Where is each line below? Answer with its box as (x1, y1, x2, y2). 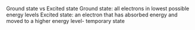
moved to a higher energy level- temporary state (6, 18, 125, 24)
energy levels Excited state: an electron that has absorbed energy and (6, 11, 178, 18)
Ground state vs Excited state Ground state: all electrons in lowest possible (6, 5, 190, 12)
